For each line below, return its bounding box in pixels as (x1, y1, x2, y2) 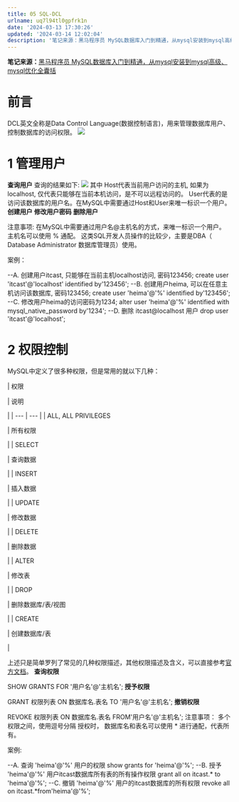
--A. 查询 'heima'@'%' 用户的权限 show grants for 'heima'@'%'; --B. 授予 (7, 761, 222, 769)
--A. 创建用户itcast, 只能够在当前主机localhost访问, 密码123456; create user (7, 271, 229, 279)
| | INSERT (7, 469, 38, 478)
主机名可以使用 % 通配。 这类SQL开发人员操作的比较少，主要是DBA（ (7, 231, 213, 240)
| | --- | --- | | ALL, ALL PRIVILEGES (7, 411, 111, 420)
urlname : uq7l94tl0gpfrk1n (7, 17, 87, 24)
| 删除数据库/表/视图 (7, 600, 66, 608)
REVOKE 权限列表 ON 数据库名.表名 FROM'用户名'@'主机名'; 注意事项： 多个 (7, 712, 231, 721)
